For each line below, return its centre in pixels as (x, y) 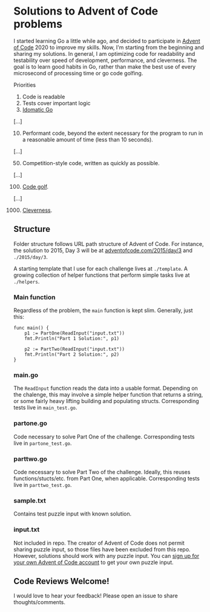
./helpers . (27, 281)
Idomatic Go (38, 109)
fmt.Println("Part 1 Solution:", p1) (72, 339)
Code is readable (44, 97)
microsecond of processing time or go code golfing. (78, 73)
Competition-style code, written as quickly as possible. (91, 163)
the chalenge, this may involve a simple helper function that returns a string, (108, 395)
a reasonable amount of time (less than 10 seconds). (88, 139)
